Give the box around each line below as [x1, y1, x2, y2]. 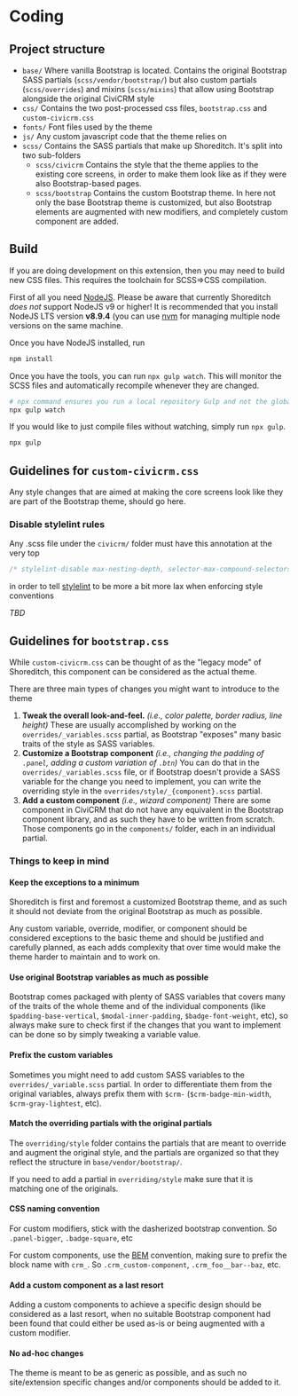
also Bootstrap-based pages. [35, 178, 142, 188]
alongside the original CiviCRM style [21, 93, 155, 104]
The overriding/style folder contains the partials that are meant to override [9, 1138, 286, 1148]
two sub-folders [21, 150, 82, 161]
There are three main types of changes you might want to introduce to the [9, 683, 279, 694]
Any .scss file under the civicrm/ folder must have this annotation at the [9, 539, 272, 549]
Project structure [9, 42, 106, 57]
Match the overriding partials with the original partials [9, 1118, 213, 1129]
